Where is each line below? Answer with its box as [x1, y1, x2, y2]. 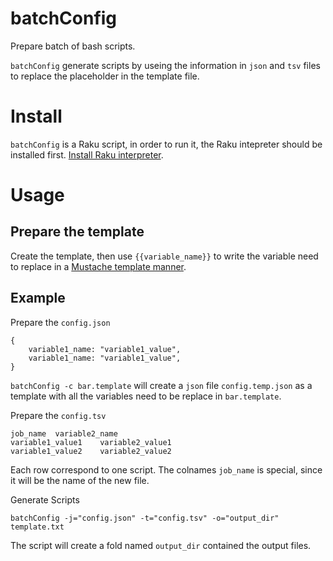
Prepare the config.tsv [10, 409, 107, 421]
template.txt [10, 522, 65, 532]
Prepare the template [10, 223, 145, 241]
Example [10, 290, 66, 307]
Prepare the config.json [10, 316, 111, 328]
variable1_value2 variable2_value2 [10, 446, 172, 456]
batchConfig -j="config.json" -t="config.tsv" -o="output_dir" [10, 513, 280, 523]
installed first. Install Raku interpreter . [10, 148, 164, 161]
